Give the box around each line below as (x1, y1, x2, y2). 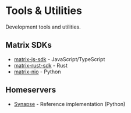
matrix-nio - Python (13, 68, 61, 75)
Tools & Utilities (5, 4, 82, 17)
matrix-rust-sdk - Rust (13, 62, 68, 69)
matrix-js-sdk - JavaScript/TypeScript (13, 55, 105, 62)
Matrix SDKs (5, 40, 52, 50)
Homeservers (5, 85, 56, 95)
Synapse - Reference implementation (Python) (13, 100, 126, 107)
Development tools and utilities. (5, 23, 81, 30)
